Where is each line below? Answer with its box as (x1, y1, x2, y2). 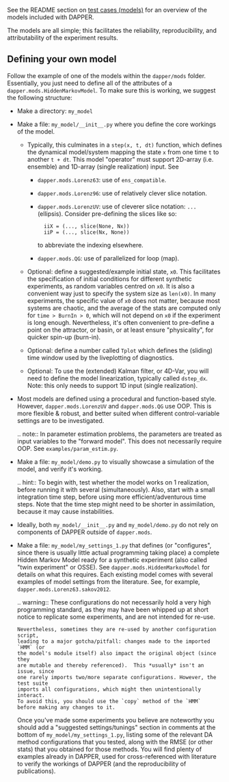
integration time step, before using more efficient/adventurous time (16, 493, 206, 501)
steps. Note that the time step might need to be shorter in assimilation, (16, 500, 215, 508)
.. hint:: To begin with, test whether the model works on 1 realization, (16, 478, 210, 486)
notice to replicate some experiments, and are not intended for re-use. (16, 613, 215, 621)
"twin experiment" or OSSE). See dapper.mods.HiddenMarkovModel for (16, 563, 210, 571)
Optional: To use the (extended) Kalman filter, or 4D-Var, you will (27, 367, 209, 375)
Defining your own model (7, 53, 117, 65)
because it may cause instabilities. (16, 507, 114, 515)
